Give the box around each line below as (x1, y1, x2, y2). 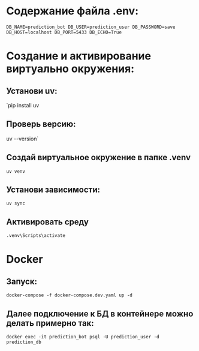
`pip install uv (6, 101, 40, 109)
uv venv (6, 168, 26, 175)
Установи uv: (6, 86, 58, 96)
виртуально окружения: (6, 62, 135, 76)
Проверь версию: (6, 119, 76, 130)
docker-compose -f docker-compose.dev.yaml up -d (6, 292, 133, 298)
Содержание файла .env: (6, 4, 139, 18)
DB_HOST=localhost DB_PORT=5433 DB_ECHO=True (6, 29, 122, 35)
